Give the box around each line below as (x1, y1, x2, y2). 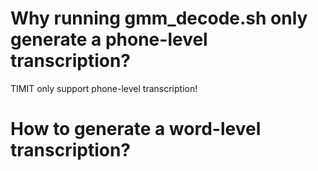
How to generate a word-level (10, 118, 262, 141)
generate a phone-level (10, 28, 208, 51)
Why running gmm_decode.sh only (10, 7, 308, 30)
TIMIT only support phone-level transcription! (10, 82, 198, 94)
